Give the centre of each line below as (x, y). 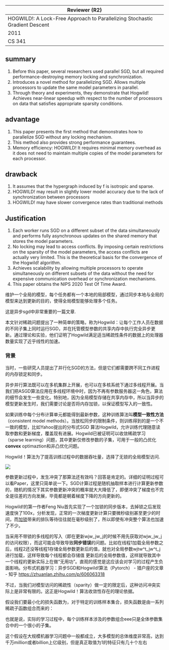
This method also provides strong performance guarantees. (74, 142)
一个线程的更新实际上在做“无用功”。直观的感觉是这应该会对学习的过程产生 (82, 561)
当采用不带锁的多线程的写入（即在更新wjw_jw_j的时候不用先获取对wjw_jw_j (84, 536)
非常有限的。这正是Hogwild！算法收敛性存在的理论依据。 (78, 591)
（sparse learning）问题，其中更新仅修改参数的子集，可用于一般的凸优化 (81, 439)
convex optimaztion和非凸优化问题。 (44, 446)
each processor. (29, 158)
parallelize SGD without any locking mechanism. (62, 137)
